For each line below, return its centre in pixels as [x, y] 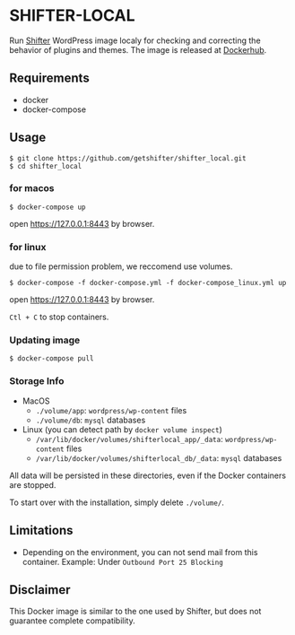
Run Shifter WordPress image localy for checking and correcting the [135, 40]
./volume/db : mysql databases [91, 420]
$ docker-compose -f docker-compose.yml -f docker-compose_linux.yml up [148, 283]
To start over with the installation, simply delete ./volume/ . [117, 502]
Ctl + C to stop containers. [59, 317]
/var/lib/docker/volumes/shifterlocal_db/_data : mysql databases [159, 457]
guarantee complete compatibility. [73, 621]
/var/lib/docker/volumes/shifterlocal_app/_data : [129, 439]
